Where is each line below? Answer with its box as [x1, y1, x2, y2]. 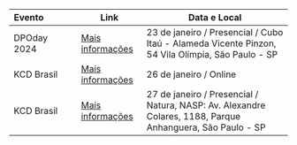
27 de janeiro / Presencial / [146, 88, 259, 100]
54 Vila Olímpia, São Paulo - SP [146, 49, 278, 60]
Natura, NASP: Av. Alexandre [146, 99, 266, 111]
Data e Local [188, 11, 242, 23]
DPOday [13, 32, 49, 43]
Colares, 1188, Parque [146, 111, 241, 122]
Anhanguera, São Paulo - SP [146, 121, 266, 134]
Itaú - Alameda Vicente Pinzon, [146, 37, 277, 50]
